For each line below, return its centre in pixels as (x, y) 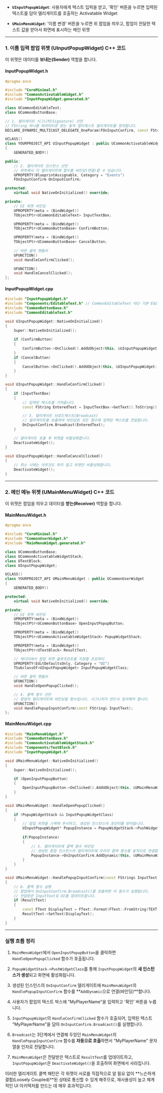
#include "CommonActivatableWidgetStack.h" (50, 743)
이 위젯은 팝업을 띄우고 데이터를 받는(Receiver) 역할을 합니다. (64, 504)
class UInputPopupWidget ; (31, 565)
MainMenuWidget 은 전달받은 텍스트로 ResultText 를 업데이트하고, (73, 1057)
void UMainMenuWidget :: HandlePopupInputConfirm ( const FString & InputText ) (82, 878)
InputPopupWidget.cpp (29, 289)
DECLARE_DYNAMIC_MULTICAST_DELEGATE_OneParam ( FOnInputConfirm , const (77, 130)
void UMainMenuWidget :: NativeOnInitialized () (52, 761)
